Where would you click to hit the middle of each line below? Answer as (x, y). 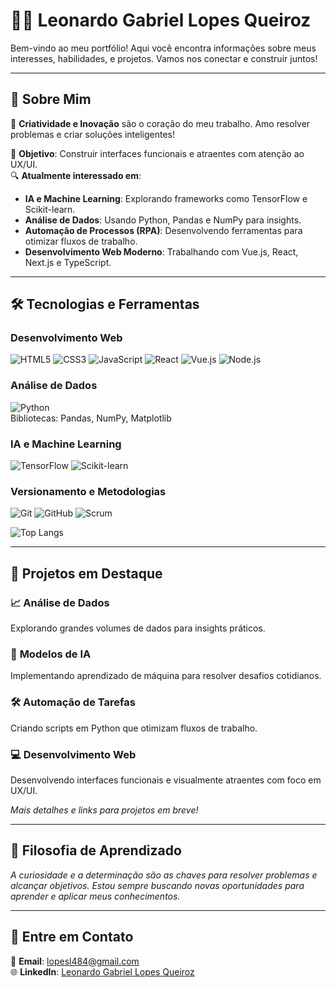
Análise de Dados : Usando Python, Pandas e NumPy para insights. (163, 220)
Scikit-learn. (50, 209)
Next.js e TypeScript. (68, 262)
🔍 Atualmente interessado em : (76, 175)
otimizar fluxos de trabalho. (81, 241)
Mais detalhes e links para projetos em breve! (104, 810)
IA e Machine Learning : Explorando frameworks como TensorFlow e (166, 198)
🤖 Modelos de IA (51, 654)
